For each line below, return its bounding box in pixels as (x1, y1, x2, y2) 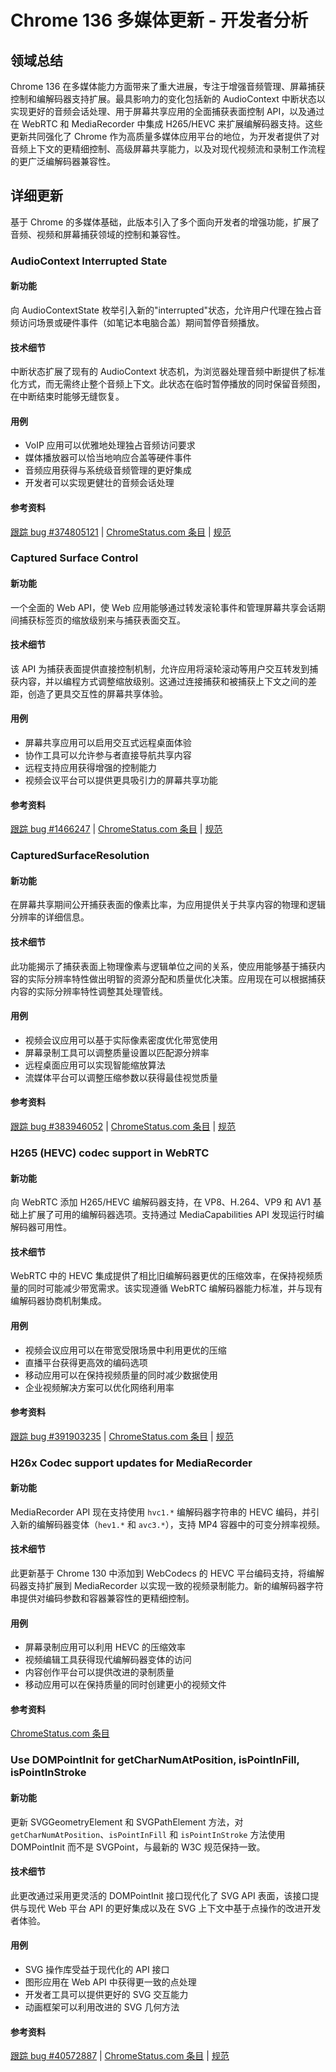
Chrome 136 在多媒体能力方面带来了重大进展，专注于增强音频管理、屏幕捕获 (10, 81, 326, 92)
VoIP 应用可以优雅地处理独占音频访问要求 (24, 439, 196, 451)
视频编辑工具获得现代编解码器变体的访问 (24, 1654, 192, 1666)
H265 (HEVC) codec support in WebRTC (10, 1146, 210, 1160)
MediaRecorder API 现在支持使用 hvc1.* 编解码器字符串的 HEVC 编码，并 (10, 1506, 312, 1518)
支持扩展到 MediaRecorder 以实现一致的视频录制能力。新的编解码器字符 (27, 1580, 324, 1592)
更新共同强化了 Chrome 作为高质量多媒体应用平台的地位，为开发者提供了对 (10, 131, 320, 142)
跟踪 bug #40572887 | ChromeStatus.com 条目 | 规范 (10, 2050, 230, 2062)
